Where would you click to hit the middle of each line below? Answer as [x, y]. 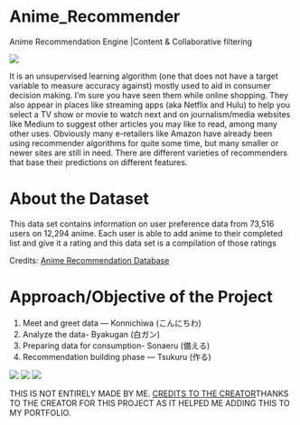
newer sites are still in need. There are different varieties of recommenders [148, 152]
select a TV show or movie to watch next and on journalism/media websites [150, 114]
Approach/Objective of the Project [141, 297]
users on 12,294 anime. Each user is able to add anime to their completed [146, 233]
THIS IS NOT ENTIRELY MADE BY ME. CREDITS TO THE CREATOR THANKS [149, 393]
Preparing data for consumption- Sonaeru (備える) [116, 346]
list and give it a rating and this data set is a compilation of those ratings [143, 243]
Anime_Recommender [95, 17]
